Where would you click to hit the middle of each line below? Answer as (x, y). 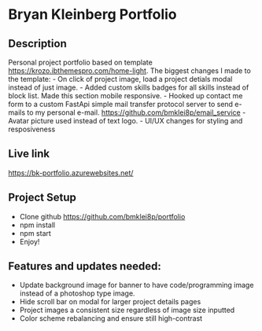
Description (37, 44)
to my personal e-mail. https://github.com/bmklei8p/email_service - (137, 112)
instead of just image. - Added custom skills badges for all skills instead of (129, 87)
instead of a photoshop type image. (77, 293)
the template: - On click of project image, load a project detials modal (120, 79)
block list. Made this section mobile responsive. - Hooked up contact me (125, 96)
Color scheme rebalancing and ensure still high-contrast (111, 318)
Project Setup (42, 198)
